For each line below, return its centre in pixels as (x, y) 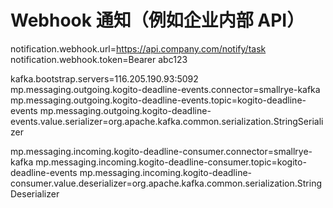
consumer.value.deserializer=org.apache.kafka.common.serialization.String (166, 183)
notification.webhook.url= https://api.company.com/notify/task (138, 48)
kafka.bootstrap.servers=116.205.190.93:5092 (104, 78)
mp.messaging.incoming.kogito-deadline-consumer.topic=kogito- (171, 162)
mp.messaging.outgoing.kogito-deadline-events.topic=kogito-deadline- (158, 100)
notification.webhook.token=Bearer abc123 (99, 59)
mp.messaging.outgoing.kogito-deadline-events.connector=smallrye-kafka (165, 89)
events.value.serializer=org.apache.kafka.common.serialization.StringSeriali (167, 121)
